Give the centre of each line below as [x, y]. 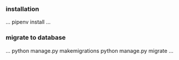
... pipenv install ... [28, 22]
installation [23, 9]
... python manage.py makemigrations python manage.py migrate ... [89, 50]
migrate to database [36, 38]
